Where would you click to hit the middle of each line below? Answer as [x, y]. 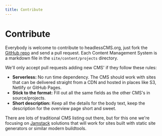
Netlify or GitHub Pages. [37, 87]
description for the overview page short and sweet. [64, 108]
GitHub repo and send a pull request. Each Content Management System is [81, 53]
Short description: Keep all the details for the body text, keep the [79, 103]
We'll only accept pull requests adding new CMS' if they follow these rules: [81, 67]
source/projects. [29, 98]
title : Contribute [24, 10]
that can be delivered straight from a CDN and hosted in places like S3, [84, 82]
